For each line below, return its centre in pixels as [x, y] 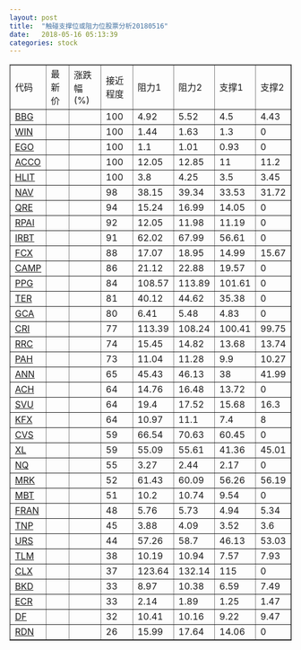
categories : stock [43, 43]
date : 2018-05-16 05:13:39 [64, 34]
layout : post [34, 18]
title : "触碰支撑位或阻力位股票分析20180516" [89, 26]
